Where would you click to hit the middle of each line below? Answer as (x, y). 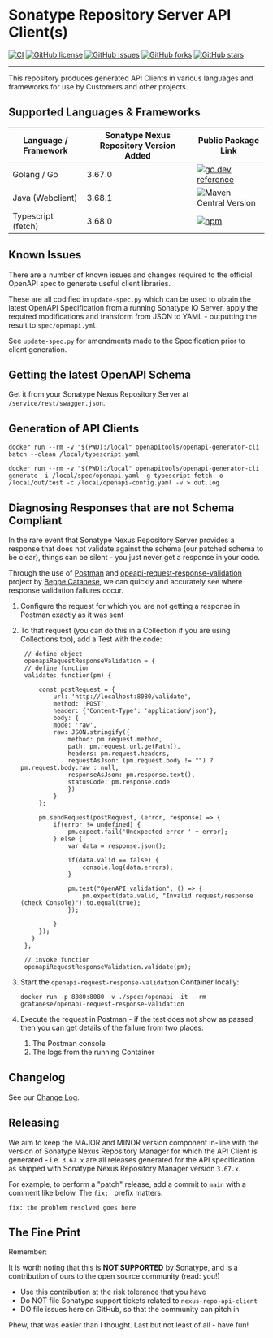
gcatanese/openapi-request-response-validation (102, 1004)
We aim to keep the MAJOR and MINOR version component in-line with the (134, 1142)
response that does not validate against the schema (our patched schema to (136, 549)
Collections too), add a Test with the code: (91, 639)
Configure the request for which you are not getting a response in (130, 606)
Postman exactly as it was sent (72, 615)
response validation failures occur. (66, 590)
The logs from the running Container (93, 1052)
